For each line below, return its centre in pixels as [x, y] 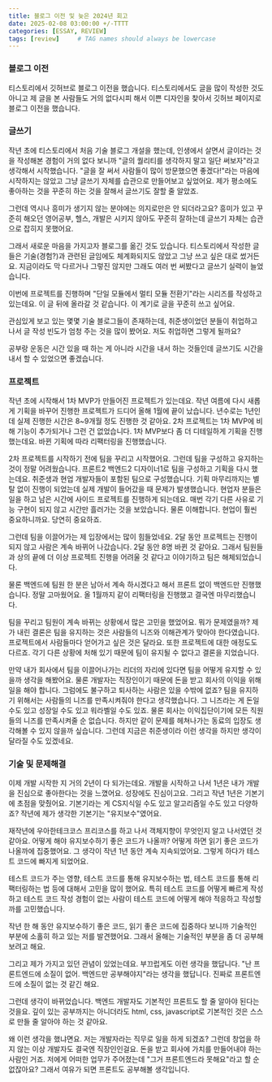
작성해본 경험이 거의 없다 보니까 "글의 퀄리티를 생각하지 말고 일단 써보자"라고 [138, 160]
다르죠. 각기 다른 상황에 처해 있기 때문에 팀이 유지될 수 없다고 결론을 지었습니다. [134, 653]
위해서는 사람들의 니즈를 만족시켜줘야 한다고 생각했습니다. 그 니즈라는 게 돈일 [138, 700]
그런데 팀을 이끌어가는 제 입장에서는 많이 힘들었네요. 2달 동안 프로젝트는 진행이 [133, 537]
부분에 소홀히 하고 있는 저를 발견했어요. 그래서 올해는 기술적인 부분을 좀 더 [125, 937]
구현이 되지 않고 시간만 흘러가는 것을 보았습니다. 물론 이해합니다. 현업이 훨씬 [137, 509]
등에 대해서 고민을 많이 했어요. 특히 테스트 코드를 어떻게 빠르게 [150, 889]
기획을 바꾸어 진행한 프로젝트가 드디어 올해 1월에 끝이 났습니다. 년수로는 [130, 411]
